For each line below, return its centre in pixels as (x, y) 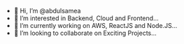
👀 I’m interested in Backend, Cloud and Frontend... (86, 18)
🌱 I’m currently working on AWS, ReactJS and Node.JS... (95, 25)
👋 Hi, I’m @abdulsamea (47, 11)
